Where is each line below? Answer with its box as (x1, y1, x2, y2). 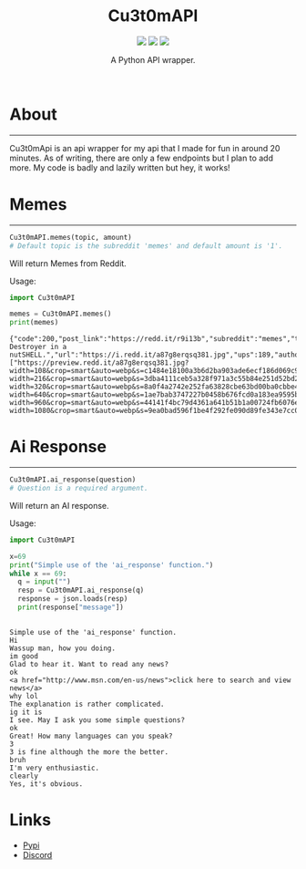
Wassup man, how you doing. (9, 644, 117, 653)
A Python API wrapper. (110, 54, 196, 65)
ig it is (9, 708, 43, 717)
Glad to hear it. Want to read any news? (9, 659, 169, 668)
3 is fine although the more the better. (9, 747, 169, 757)
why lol (9, 691, 39, 700)
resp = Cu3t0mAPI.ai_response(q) (17, 585, 145, 595)
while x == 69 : (9, 569, 67, 578)
